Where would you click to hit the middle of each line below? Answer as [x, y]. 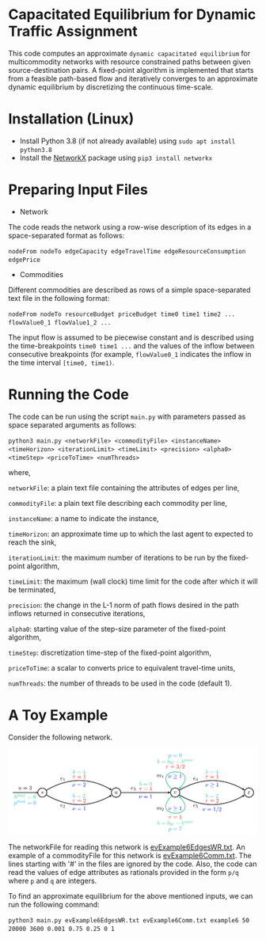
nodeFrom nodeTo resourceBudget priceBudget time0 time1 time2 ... [122, 314]
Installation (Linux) [71, 119]
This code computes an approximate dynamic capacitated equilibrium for [129, 53]
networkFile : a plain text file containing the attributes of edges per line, [124, 488]
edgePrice [25, 260]
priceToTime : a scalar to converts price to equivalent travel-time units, [122, 667]
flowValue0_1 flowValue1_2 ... [60, 322]
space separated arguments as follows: [72, 424]
